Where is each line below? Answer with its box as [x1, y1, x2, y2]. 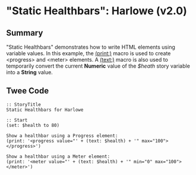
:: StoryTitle [6, 101, 42, 107]
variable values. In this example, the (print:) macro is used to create [6, 50, 171, 57]
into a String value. [6, 69, 53, 75]
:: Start [6, 117, 28, 123]
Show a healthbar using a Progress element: [6, 132, 118, 139]
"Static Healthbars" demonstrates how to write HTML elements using [6, 43, 175, 50]
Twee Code [6, 86, 49, 96]
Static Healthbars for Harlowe [6, 107, 84, 113]
